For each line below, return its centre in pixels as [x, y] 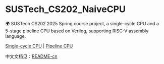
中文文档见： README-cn [31, 56]
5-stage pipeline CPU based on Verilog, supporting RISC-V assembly [77, 31]
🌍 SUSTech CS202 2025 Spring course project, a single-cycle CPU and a [82, 23]
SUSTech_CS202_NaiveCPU [66, 9]
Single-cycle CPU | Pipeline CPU [39, 46]
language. [16, 36]
